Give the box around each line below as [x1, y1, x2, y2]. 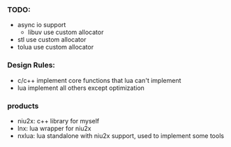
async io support [17, 21, 66, 29]
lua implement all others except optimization [17, 84, 145, 92]
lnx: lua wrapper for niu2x [17, 124, 92, 132]
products [7, 101, 39, 111]
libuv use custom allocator [27, 28, 104, 36]
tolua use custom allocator [17, 43, 94, 52]
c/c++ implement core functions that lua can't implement [17, 76, 181, 84]
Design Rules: [7, 61, 56, 70]
